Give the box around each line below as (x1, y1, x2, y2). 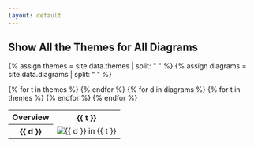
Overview (12, 112, 50, 123)
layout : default (8, 11, 62, 20)
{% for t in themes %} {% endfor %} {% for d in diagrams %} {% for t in (8, 85, 241, 94)
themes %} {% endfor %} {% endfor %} (8, 94, 138, 103)
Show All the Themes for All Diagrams (8, 41, 199, 54)
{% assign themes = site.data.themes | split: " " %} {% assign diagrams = (8, 61, 247, 71)
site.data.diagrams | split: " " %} (8, 70, 113, 79)
